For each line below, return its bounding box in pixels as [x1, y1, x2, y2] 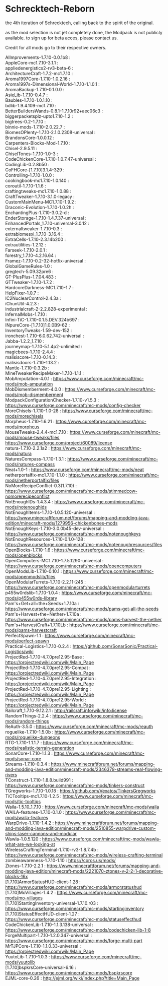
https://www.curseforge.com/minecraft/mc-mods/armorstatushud [5, 884, 142, 890]
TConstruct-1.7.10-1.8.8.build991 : [5, 777, 74, 783]
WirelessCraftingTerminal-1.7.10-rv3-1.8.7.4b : [5, 846, 99, 852]
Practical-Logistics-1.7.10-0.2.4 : [5, 643, 72, 649]
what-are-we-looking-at [5, 841, 55, 847]
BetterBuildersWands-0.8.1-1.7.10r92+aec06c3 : [5, 108, 103, 114]
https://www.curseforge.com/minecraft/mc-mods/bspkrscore [5, 969, 133, 975]
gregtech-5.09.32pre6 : [5, 268, 54, 275]
